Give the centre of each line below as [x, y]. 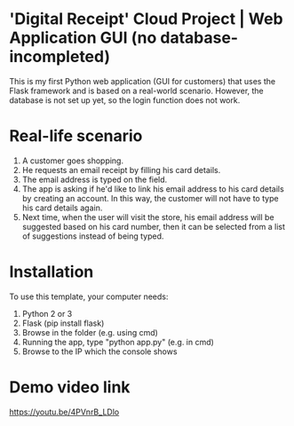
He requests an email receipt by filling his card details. [121, 170]
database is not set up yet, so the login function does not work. [125, 100]
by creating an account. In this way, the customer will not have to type [150, 198]
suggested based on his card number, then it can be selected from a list [154, 226]
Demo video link [70, 387]
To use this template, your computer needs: [89, 296]
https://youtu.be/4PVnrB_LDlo [64, 412]
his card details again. [62, 208]
